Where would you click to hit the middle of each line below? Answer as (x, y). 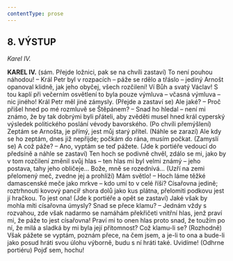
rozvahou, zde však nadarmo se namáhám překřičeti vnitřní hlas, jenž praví (115, 213)
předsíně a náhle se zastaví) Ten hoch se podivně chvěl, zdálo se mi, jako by (117, 154)
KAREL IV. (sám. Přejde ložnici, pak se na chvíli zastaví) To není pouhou (110, 72)
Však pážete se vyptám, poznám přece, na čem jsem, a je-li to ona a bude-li (116, 235)
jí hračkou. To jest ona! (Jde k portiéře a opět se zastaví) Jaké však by (107, 198)
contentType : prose (35, 14)
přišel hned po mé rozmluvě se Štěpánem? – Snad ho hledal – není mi (107, 110)
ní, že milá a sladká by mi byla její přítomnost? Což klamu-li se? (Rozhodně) (115, 228)
